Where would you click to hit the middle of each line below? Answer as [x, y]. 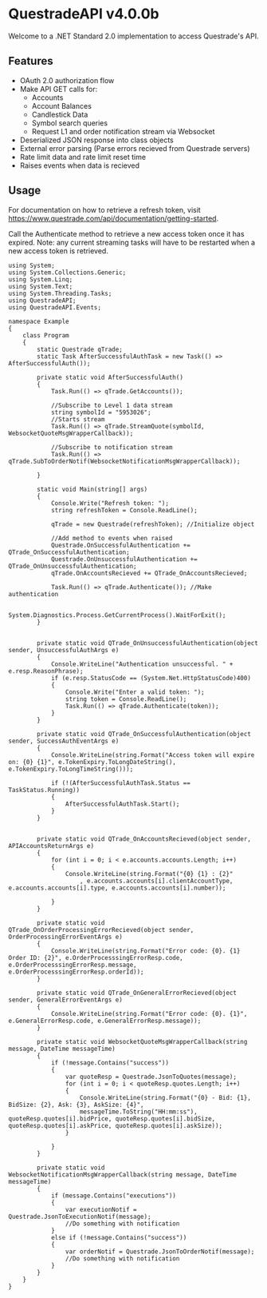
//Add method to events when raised [112, 538]
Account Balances [61, 106]
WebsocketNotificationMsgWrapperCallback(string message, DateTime [123, 1175]
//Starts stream [78, 419]
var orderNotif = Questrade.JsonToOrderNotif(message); [160, 1252]
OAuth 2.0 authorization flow [67, 80]
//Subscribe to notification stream [112, 447]
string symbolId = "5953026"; [101, 412]
